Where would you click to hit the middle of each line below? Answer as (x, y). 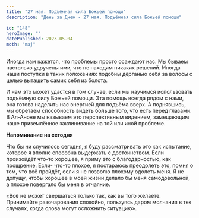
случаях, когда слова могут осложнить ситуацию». (72, 208)
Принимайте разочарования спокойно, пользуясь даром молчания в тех (99, 202)
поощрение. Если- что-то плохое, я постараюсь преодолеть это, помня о (100, 165)
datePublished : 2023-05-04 (40, 39)
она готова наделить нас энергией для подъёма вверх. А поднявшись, (96, 104)
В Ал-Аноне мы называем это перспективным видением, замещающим (98, 117)
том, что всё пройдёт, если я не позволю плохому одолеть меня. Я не (95, 172)
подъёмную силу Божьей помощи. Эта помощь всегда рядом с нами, (95, 98)
